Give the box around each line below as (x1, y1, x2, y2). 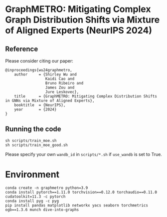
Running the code (5, 125, 61, 133)
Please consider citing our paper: (5, 58, 74, 63)
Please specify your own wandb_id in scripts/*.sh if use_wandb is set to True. (5, 151, 162, 157)
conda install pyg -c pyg (5, 198, 59, 203)
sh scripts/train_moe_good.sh (5, 142, 68, 147)
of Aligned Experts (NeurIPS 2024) (5, 25, 153, 36)
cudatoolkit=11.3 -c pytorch (5, 194, 66, 199)
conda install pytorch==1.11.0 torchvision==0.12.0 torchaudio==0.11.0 (5, 189, 157, 194)
